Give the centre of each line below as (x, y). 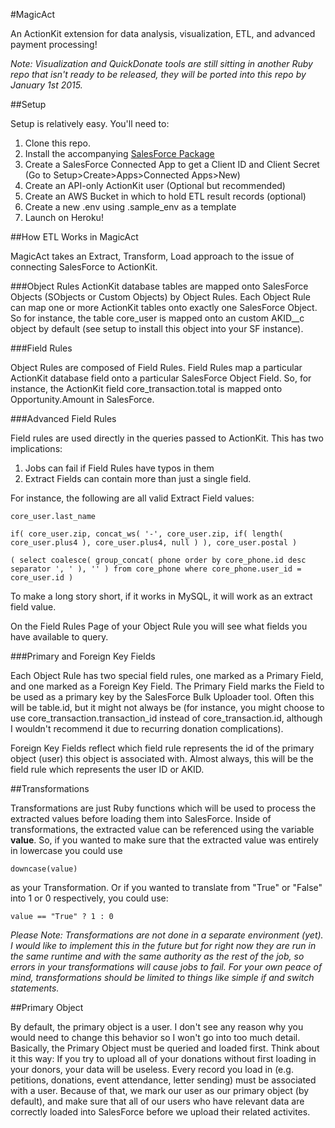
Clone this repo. (57, 143)
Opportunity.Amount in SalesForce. (82, 399)
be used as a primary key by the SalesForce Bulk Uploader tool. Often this (162, 697)
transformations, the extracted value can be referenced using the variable (162, 829)
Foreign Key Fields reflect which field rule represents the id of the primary (162, 748)
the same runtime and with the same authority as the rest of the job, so (157, 956)
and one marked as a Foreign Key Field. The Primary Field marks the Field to (167, 686)
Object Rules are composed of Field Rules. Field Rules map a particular (156, 367)
